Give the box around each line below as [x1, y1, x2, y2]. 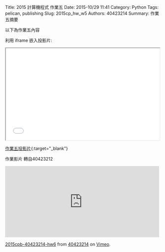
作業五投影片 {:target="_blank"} [5, 145, 68, 151]
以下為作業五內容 [5, 27, 40, 33]
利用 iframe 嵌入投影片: [5, 37, 53, 43]
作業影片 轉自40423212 [5, 156, 53, 162]
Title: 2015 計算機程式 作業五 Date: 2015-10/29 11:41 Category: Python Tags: [5, 4, 159, 10]
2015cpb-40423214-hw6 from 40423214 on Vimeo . [5, 241, 111, 247]
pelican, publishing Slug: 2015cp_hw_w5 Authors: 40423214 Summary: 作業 [5, 10, 159, 16]
